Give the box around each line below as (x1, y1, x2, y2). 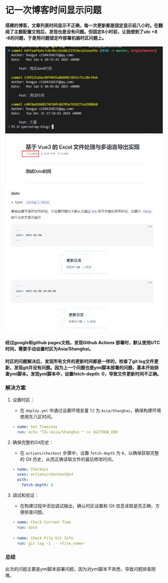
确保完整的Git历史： (12, 439, 54, 445)
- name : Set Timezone (12, 424, 58, 429)
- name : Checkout (12, 466, 49, 472)
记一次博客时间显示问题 (5, 5, 102, 16)
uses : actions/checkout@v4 (17, 472, 73, 477)
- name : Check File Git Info (12, 535, 73, 540)
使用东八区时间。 (19, 413, 55, 419)
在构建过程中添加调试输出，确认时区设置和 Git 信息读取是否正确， (19, 503, 155, 509)
